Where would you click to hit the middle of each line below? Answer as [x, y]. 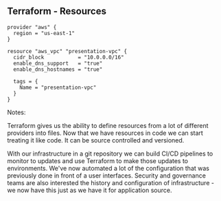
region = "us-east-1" [44, 33]
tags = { [26, 81]
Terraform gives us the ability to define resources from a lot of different [108, 125]
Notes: [16, 112]
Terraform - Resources [57, 11]
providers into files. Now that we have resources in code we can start [105, 133]
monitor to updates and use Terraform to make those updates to [98, 160]
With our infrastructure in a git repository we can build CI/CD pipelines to [110, 154]
